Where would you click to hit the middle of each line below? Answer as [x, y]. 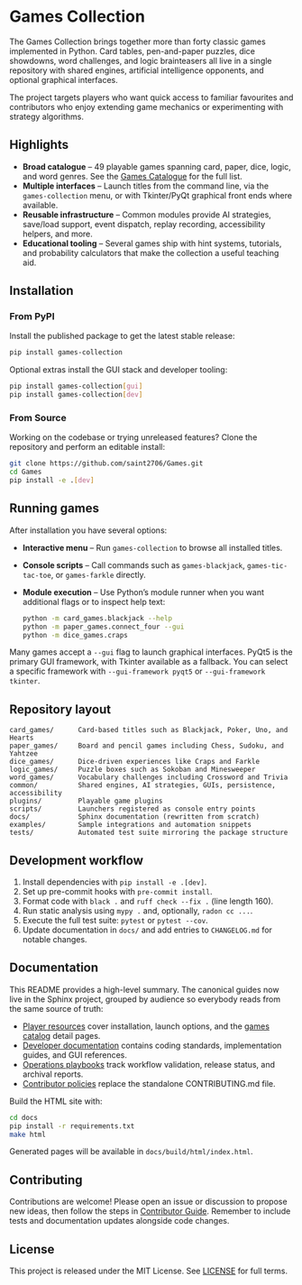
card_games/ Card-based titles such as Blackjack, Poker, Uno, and [149, 730]
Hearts [22, 738]
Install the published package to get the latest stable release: [123, 336]
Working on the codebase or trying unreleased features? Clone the [133, 437]
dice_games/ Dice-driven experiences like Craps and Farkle [134, 762]
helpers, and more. [57, 234]
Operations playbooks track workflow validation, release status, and [149, 1064]
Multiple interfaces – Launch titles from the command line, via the [145, 186]
